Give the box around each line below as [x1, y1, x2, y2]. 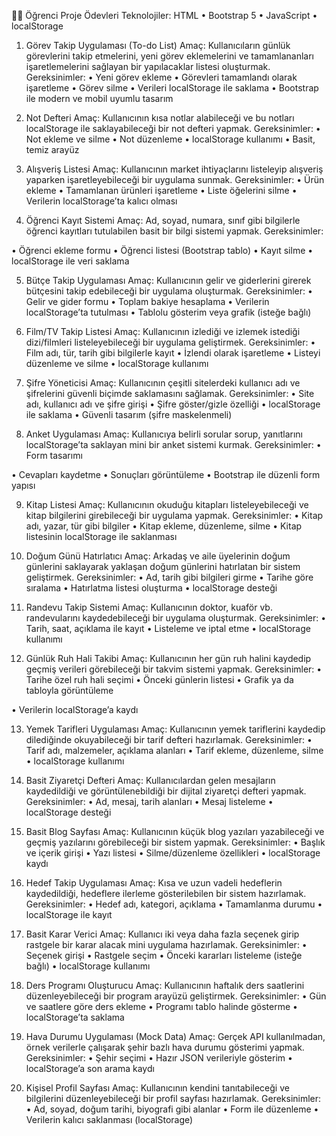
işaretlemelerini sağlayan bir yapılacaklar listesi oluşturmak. [25, 61, 271, 72]
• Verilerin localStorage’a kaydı [11, 704, 139, 715]
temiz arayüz [25, 144, 80, 155]
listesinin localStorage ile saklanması [25, 531, 178, 542]
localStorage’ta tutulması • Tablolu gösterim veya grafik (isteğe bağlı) [25, 306, 312, 318]
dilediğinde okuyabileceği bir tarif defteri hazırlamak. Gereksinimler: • [25, 734, 313, 745]
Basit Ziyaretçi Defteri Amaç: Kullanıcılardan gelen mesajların [25, 775, 276, 786]
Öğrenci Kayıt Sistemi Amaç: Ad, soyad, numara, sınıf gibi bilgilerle [25, 215, 301, 226]
